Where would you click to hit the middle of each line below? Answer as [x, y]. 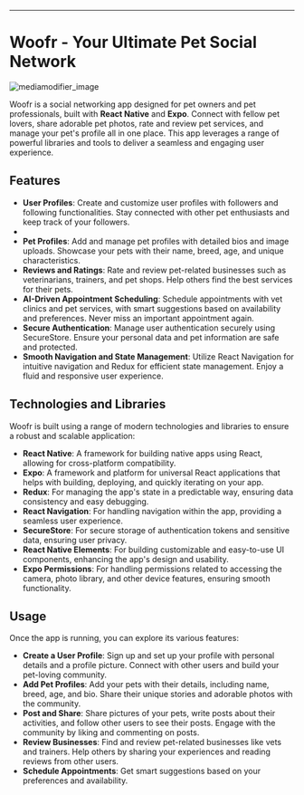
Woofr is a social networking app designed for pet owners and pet [133, 104]
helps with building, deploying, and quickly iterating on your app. [143, 482]
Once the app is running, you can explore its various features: [124, 638]
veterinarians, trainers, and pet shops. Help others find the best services [157, 279]
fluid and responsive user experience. [93, 376]
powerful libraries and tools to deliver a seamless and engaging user [137, 142]
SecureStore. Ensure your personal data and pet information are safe [151, 337]
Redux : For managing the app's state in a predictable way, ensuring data [158, 492]
